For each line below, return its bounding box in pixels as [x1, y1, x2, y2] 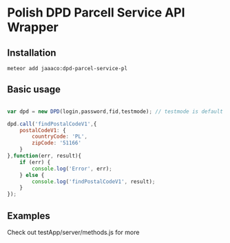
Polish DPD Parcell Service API [7, 5, 185, 21]
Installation [7, 47, 56, 59]
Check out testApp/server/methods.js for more [7, 229, 140, 236]
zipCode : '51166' [32, 140, 81, 147]
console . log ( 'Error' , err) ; [32, 165, 112, 172]
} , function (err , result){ [7, 153, 81, 160]
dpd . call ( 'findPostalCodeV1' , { [7, 120, 97, 127]
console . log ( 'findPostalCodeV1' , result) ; [32, 178, 156, 185]
